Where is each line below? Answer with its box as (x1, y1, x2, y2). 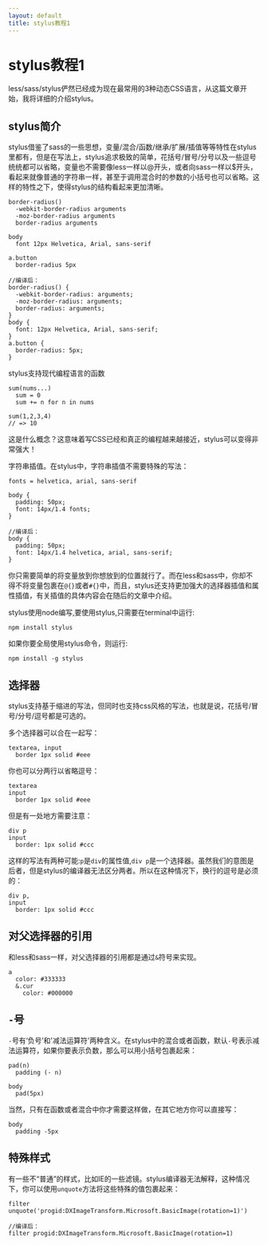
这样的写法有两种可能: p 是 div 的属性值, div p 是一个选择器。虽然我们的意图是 (8, 856, 254, 865)
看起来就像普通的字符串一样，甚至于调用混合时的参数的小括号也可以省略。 (8, 173, 253, 182)
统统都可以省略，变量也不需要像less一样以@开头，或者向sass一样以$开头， (8, 162, 258, 172)
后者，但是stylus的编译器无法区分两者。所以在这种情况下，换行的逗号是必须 (8, 866, 259, 876)
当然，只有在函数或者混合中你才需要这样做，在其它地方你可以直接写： (8, 1104, 239, 1114)
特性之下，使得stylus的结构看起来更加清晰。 (22, 182, 168, 192)
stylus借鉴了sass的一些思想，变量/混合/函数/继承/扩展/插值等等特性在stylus (8, 142, 257, 152)
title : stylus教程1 (8, 19, 71, 27)
